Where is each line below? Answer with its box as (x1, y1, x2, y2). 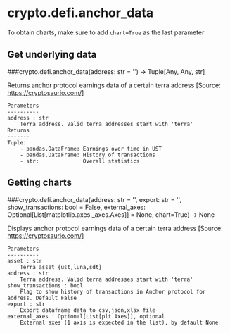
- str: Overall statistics (20, 157, 140, 165)
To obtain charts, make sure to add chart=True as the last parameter (7, 28, 205, 37)
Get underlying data (7, 49, 97, 61)
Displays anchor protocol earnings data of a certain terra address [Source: (7, 224, 223, 232)
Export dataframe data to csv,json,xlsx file (20, 306, 156, 314)
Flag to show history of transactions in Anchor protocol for (20, 288, 206, 295)
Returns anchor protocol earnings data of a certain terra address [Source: (7, 81, 222, 89)
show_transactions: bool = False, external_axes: (7, 203, 146, 211)
